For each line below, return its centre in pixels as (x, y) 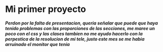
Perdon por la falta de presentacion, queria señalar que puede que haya (81, 23)
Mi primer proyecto (46, 9)
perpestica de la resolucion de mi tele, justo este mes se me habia (75, 39)
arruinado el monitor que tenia (37, 44)
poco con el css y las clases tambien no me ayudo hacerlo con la (74, 33)
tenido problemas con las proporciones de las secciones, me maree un (80, 28)
